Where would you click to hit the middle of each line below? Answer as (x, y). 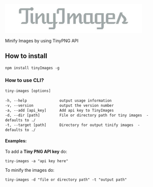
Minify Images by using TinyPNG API (42, 41)
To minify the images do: (30, 170)
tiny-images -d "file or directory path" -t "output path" (66, 180)
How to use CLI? (25, 80)
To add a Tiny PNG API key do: (36, 152)
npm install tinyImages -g (32, 68)
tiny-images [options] (28, 91)
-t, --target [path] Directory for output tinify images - (72, 125)
